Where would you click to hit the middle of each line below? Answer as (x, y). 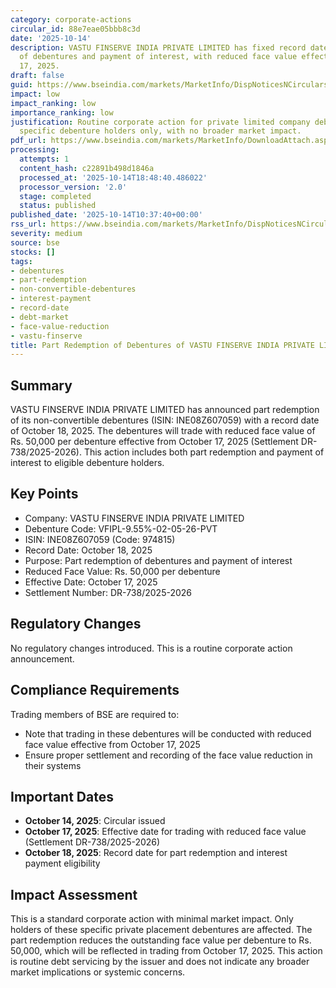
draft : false (37, 76)
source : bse (35, 242)
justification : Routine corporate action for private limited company (160, 122)
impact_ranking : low (53, 103)
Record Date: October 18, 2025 (88, 550)
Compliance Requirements (95, 690)
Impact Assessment (74, 894)
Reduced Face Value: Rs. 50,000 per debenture (122, 571)
